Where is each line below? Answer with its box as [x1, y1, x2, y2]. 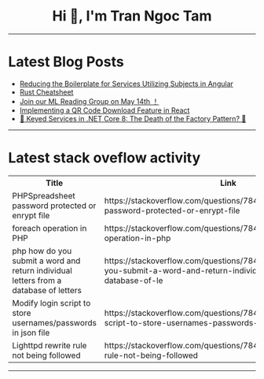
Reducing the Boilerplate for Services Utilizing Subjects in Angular [19, 79, 234, 88]
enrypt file [12, 210, 50, 221]
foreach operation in [12, 222, 87, 233]
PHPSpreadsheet [12, 190, 76, 201]
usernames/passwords [12, 317, 97, 328]
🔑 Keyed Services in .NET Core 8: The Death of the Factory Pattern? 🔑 [19, 113, 247, 123]
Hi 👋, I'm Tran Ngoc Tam [52, 7, 212, 25]
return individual [12, 265, 72, 276]
